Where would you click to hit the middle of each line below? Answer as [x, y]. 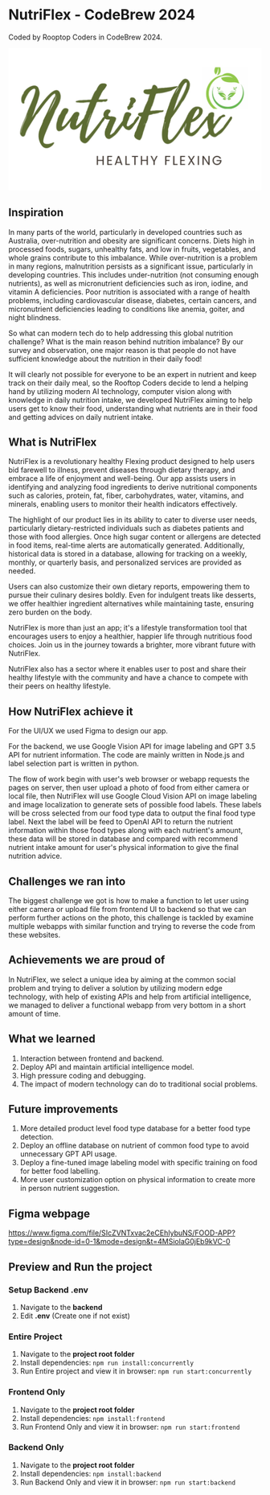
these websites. [35, 934]
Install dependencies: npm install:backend [91, 1473]
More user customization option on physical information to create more [137, 1180]
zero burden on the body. [50, 612]
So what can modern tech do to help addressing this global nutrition [121, 333]
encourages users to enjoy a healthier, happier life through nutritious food [130, 636]
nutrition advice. [35, 856]
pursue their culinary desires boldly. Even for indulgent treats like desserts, [132, 595]
